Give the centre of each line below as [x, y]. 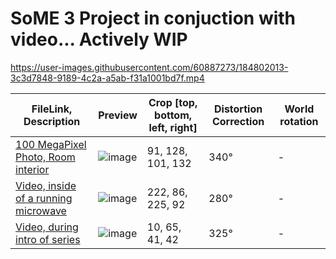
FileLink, [52, 109]
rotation [299, 121]
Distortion [238, 109]
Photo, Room [45, 157]
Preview [118, 115]
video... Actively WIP [99, 39]
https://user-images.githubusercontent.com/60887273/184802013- [149, 67]
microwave [41, 210]
